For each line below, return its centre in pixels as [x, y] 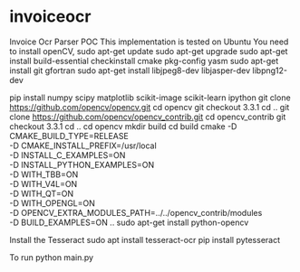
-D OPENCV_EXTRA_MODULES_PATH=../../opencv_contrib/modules [136, 212]
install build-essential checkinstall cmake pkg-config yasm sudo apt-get [144, 61]
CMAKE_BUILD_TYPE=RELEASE [69, 136]
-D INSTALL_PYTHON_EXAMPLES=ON [82, 164]
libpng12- [270, 70]
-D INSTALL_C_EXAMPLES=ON [68, 155]
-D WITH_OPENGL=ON [52, 203]
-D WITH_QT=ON [42, 193]
